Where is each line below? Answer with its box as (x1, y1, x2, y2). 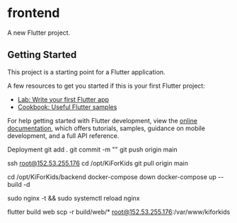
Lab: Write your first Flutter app (17, 95, 110, 103)
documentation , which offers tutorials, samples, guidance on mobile (7, 124, 205, 132)
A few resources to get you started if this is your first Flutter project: (7, 81, 205, 90)
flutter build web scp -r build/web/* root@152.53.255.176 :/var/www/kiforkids (7, 207, 231, 216)
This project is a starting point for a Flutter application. (7, 67, 166, 76)
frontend (7, 5, 60, 21)
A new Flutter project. (7, 28, 71, 37)
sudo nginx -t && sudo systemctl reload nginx (7, 193, 140, 202)
